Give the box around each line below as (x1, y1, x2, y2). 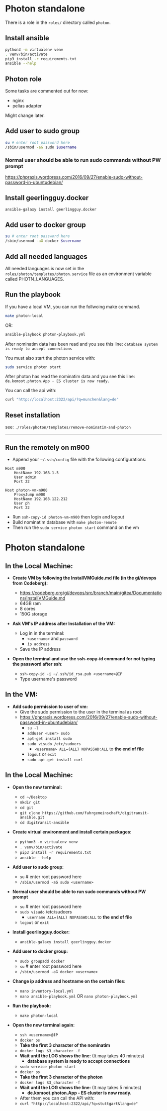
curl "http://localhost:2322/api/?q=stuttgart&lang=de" (19, 1101, 138, 1106)
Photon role (5, 75, 42, 83)
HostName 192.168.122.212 (14, 496, 68, 502)
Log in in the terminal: (19, 630, 65, 636)
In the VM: (5, 690, 38, 699)
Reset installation (5, 411, 61, 419)
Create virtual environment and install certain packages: (12, 829, 132, 835)
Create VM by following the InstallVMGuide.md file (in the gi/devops (12, 575, 157, 581)
